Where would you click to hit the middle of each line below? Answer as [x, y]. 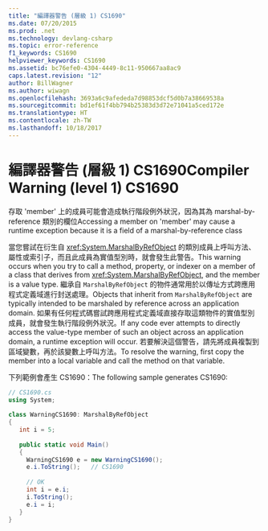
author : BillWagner [41, 83]
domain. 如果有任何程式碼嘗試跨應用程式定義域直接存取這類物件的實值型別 [132, 313]
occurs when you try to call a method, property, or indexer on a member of [132, 265]
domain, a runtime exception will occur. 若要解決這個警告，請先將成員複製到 [134, 341]
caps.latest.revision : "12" [55, 76]
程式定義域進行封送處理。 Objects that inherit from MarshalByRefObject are [130, 294]
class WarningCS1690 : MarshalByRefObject [79, 415]
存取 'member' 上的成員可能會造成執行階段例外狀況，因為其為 [110, 211]
